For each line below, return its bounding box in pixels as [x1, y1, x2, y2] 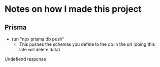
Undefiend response [4, 56, 46, 62]
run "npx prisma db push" [11, 36, 64, 42]
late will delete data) [19, 47, 60, 52]
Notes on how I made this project [4, 3, 142, 15]
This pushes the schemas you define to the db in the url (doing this [19, 41, 155, 47]
